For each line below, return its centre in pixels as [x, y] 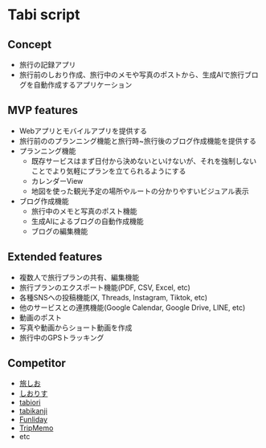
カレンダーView [57, 181]
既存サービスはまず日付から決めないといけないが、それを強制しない [144, 161]
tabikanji [33, 411]
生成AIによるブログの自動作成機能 [87, 221]
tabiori [30, 402]
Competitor [37, 363]
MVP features [43, 110]
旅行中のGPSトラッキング [61, 337]
